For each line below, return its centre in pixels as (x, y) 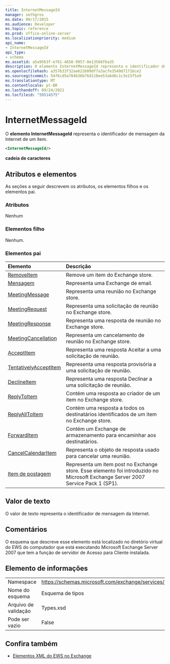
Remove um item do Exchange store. (109, 275)
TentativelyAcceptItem (34, 367)
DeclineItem (22, 382)
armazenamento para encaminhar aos (111, 435)
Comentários (26, 529)
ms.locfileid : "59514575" (32, 95)
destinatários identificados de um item (111, 414)
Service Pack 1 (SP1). (92, 483)
